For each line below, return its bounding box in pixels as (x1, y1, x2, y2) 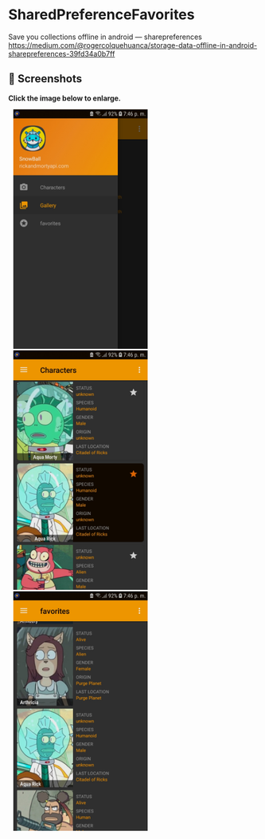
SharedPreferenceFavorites (8, 6, 195, 24)
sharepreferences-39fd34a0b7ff (8, 49, 115, 58)
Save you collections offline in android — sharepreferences (8, 32, 203, 42)
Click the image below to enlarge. (8, 93, 122, 103)
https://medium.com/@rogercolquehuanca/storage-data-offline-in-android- (8, 40, 257, 49)
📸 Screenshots (8, 72, 83, 85)
